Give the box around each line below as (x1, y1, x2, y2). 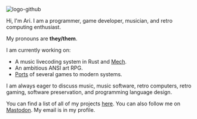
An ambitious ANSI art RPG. (14, 64, 83, 71)
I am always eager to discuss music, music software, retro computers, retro (6, 82, 192, 89)
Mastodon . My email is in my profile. (6, 107, 96, 113)
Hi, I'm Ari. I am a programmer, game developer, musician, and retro (6, 17, 173, 24)
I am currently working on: (6, 46, 71, 54)
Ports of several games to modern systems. (14, 71, 122, 77)
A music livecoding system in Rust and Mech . (14, 58, 127, 65)
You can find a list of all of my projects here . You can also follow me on (6, 100, 181, 107)
